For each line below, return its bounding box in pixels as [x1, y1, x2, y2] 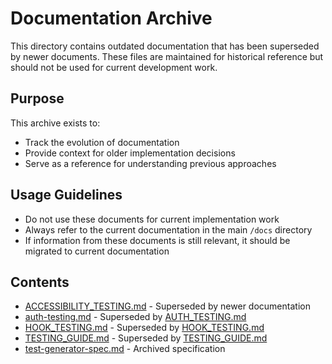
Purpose [10, 90, 65, 107]
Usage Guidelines [10, 187, 123, 204]
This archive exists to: [10, 117, 101, 129]
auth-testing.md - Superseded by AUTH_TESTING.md [24, 311, 247, 323]
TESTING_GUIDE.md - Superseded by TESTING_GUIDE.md [24, 332, 268, 344]
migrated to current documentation [24, 245, 170, 257]
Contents [10, 273, 70, 291]
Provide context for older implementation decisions [24, 147, 236, 159]
